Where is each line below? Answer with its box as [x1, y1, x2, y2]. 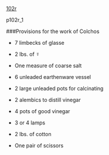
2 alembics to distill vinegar [14, 97, 81, 103]
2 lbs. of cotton [14, 131, 52, 137]
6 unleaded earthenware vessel [14, 74, 91, 80]
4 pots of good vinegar [14, 108, 70, 114]
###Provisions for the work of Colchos [6, 28, 100, 35]
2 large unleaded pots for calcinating [14, 85, 104, 92]
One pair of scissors [14, 142, 64, 149]
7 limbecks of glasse [14, 39, 64, 46]
